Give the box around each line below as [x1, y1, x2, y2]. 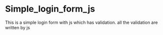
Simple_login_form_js [5, 3, 95, 15]
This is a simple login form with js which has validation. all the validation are [5, 19, 158, 25]
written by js [5, 24, 30, 30]
